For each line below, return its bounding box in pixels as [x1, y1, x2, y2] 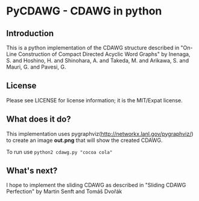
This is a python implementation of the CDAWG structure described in [6, 44, 180, 51]
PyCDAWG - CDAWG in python [6, 4, 162, 18]
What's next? [6, 165, 58, 176]
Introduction [6, 28, 54, 39]
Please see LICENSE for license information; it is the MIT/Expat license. [6, 96, 183, 104]
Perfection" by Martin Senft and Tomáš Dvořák [6, 188, 122, 195]
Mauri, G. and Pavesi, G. [6, 63, 66, 70]
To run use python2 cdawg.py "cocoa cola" [6, 148, 113, 155]
